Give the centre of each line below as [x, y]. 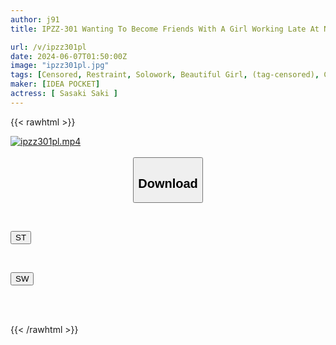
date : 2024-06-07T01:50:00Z [69, 56]
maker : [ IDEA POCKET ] [55, 84]
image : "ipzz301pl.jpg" [60, 66]
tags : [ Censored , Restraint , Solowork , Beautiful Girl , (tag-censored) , [165, 75]
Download [168, 183]
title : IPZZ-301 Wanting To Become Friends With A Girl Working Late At [165, 29]
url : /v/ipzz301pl [48, 47]
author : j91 [35, 19]
